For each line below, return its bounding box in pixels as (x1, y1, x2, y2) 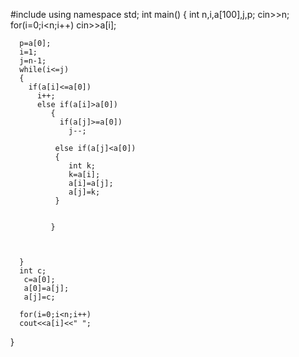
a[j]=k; (68, 187, 101, 197)
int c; (19, 266, 47, 276)
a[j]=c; (23, 292, 56, 302)
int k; (68, 161, 97, 171)
